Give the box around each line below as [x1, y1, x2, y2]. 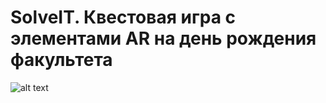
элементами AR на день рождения [10, 27, 317, 50]
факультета [10, 49, 113, 71]
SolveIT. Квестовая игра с [10, 6, 237, 29]
